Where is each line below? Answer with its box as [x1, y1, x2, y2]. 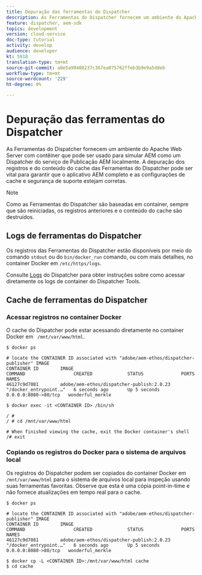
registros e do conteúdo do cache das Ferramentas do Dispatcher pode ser [6, 164, 194, 171]
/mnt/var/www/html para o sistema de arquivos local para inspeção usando [6, 476, 191, 483]
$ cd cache [6, 563, 34, 569]
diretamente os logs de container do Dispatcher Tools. [6, 277, 141, 284]
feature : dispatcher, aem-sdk [6, 20, 82, 26]
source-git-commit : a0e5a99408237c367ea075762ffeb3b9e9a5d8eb [6, 64, 165, 71]
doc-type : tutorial [6, 37, 55, 43]
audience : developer [6, 48, 58, 54]
